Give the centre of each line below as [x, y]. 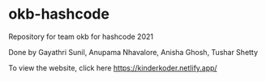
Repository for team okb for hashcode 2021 [81, 36]
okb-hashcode [59, 14]
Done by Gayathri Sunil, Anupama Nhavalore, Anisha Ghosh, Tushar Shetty [133, 52]
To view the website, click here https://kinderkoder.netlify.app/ [113, 68]
